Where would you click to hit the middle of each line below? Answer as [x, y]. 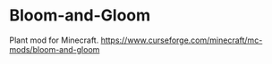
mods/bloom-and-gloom [55, 49]
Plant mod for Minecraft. [54, 40]
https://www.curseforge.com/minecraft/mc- [182, 40]
